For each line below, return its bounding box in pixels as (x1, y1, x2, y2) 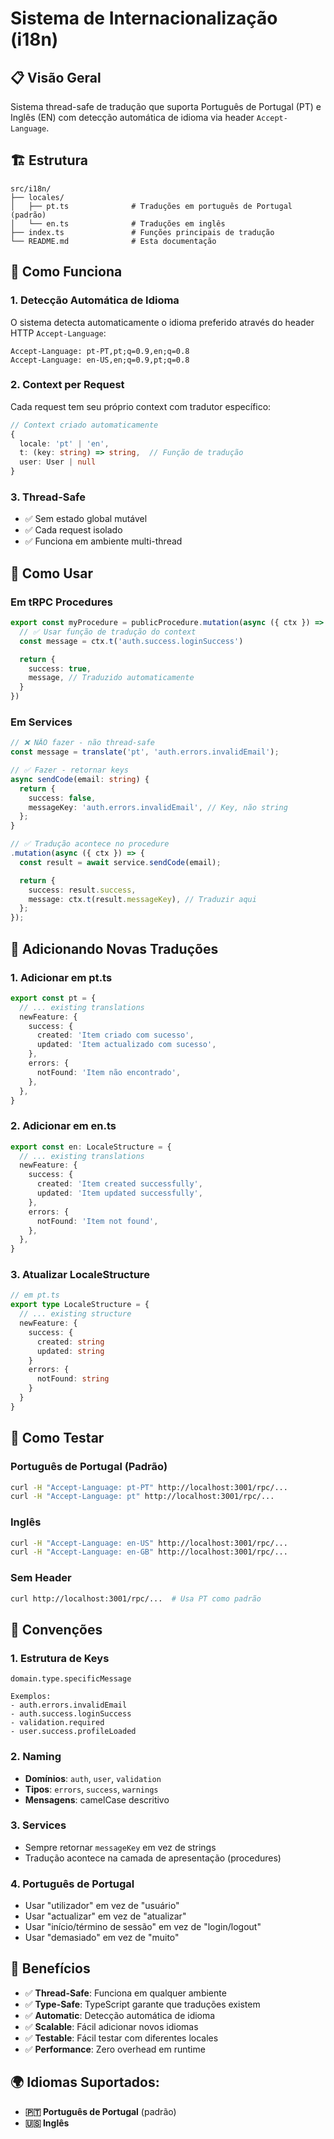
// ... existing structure (19, 1309, 132, 1319)
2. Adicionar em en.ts (10, 1119, 117, 1133)
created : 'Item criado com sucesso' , (36, 1030, 195, 1041)
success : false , (28, 793, 97, 803)
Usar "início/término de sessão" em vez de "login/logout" (24, 1921, 262, 1933)
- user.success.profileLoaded (10, 1727, 137, 1737)
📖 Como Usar (10, 565, 94, 582)
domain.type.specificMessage (10, 1674, 132, 1684)
